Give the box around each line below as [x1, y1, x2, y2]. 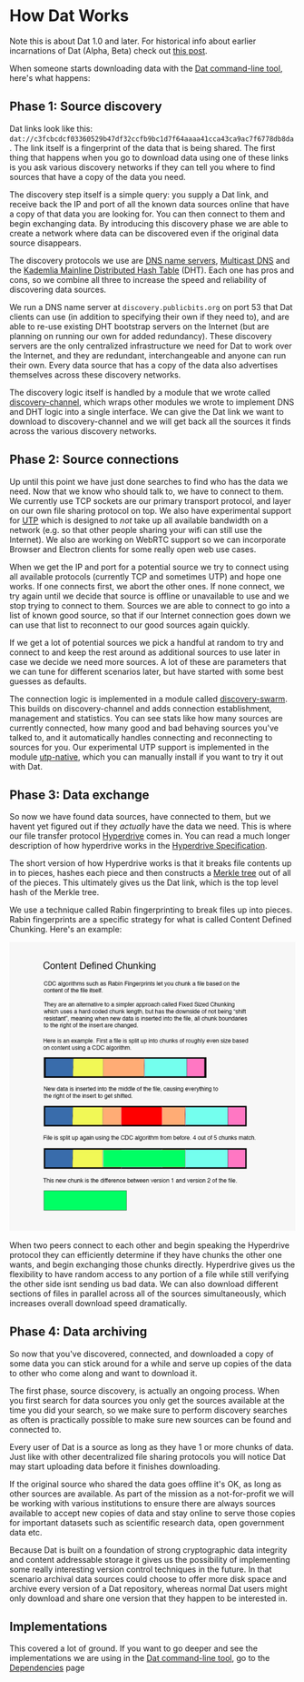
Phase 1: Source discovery [9, 99, 162, 115]
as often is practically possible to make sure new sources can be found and [9, 1414, 292, 1425]
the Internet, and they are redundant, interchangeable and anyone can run [9, 349, 287, 360]
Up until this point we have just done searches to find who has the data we [9, 476, 289, 487]
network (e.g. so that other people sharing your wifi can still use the [9, 524, 263, 535]
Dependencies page [9, 1662, 85, 1674]
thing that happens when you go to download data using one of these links [9, 152, 289, 163]
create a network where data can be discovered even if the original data [9, 227, 279, 238]
